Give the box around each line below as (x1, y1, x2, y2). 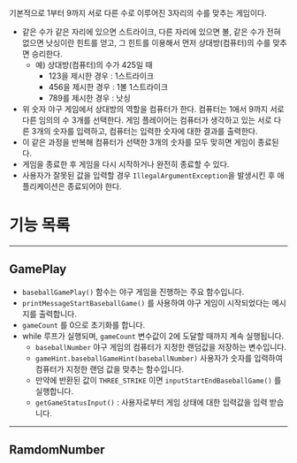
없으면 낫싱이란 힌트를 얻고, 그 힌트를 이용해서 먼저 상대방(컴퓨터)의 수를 (21, 38, 271, 48)
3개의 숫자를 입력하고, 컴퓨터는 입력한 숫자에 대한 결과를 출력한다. (31, 126, 258, 136)
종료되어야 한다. (67, 181, 122, 192)
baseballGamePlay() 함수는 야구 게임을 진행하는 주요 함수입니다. (21, 286, 245, 297)
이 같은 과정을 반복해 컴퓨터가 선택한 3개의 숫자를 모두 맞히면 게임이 (21, 137, 256, 148)
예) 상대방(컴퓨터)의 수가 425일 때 (34, 60, 153, 70)
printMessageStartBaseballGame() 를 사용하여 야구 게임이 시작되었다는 (21, 297, 270, 307)
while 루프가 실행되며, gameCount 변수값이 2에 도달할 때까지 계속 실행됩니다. (21, 330, 285, 341)
